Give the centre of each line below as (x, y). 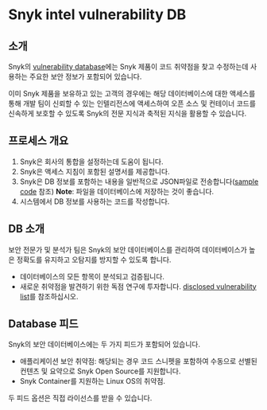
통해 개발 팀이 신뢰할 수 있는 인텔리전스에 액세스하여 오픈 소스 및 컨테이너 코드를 (132, 103)
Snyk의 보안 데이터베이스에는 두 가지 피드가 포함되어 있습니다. (104, 345)
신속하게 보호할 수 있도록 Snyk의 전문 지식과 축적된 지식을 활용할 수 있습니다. (128, 113)
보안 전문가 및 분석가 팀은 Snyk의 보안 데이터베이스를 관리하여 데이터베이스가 (128, 249)
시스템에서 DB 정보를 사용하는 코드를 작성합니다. (95, 201)
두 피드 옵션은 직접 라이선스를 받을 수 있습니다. (80, 398)
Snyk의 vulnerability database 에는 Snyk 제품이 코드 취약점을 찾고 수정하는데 (128, 66)
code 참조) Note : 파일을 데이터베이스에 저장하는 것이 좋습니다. (117, 191)
